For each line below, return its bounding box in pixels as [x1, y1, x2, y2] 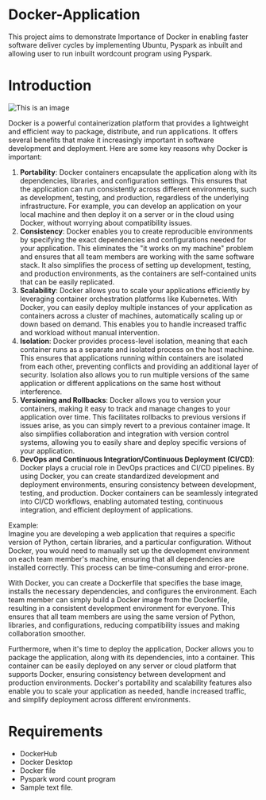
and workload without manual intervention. [19, 327, 160, 337]
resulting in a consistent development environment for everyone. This [8, 603, 236, 613]
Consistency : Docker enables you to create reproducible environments [19, 226, 253, 236]
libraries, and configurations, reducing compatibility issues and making [8, 620, 241, 629]
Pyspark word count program [19, 774, 117, 783]
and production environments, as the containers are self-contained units [19, 269, 256, 278]
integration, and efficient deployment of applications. [19, 504, 193, 514]
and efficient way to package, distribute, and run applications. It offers [8, 126, 238, 136]
